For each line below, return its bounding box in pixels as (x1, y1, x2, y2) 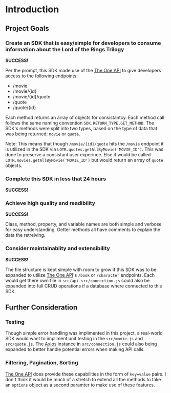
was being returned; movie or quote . (5, 131, 80, 137)
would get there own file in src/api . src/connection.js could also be (5, 277, 150, 283)
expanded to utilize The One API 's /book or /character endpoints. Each (5, 272, 155, 278)
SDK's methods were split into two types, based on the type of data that (5, 125, 158, 131)
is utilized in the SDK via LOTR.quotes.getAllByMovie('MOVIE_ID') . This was (5, 146, 164, 152)
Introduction (5, 4, 59, 15)
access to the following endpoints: (5, 73, 78, 79)
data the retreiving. (5, 232, 46, 238)
